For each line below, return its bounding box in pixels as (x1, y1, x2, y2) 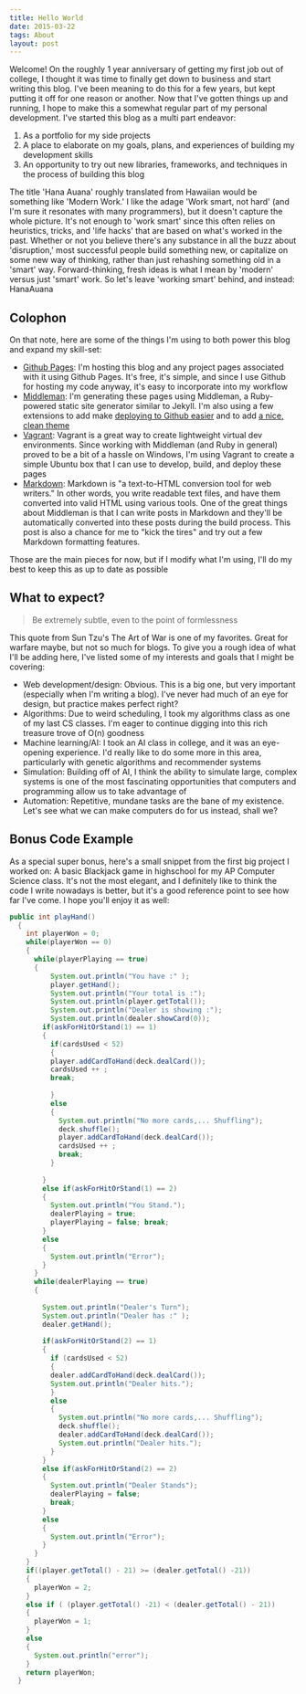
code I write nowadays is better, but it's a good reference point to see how (9, 885, 290, 896)
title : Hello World (9, 13, 84, 23)
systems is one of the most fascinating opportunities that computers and (22, 775, 297, 786)
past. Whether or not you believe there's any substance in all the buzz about (9, 235, 297, 247)
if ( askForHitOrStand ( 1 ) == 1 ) (42, 1023, 157, 1032)
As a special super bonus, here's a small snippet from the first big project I (9, 856, 290, 867)
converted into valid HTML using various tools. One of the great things (22, 498, 288, 509)
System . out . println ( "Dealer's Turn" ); (42, 1302, 190, 1311)
